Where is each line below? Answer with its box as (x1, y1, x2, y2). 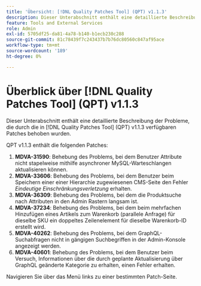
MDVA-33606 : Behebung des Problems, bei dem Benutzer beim (14, 172, 175, 179)
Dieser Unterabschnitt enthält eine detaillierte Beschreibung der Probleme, (6, 117, 190, 124)
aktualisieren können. (14, 165, 68, 173)
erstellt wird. (14, 223, 46, 230)
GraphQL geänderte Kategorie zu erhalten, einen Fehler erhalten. (14, 261, 175, 269)
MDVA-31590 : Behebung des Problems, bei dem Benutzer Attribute (14, 153, 182, 160)
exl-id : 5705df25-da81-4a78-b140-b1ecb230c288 (6, 31, 124, 37)
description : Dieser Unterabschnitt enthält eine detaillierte (6, 14, 167, 20)
